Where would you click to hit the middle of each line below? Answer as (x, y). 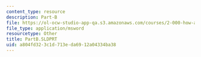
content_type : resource (36, 12)
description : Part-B (32, 17)
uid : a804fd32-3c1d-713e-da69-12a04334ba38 (61, 45)
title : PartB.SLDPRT (32, 39)
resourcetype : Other (32, 34)
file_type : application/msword (45, 28)
